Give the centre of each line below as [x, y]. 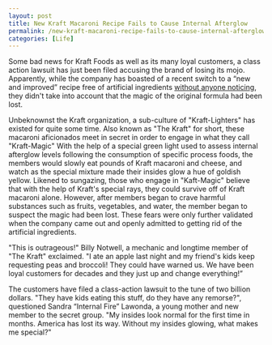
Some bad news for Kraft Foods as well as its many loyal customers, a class [134, 62]
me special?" [30, 332]
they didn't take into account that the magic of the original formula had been [136, 96]
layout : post [30, 16]
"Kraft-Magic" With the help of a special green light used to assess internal [133, 146]
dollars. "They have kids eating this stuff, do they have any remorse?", [125, 298]
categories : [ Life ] [41, 38]
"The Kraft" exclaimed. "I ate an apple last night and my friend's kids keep [132, 257]
